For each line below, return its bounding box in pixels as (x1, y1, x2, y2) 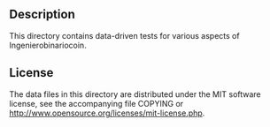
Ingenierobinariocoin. (9, 40, 87, 50)
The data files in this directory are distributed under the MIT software (9, 88, 261, 100)
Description (9, 7, 75, 22)
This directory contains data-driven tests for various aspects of (9, 30, 241, 41)
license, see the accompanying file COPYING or (9, 98, 184, 108)
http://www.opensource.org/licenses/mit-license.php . (9, 108, 205, 118)
